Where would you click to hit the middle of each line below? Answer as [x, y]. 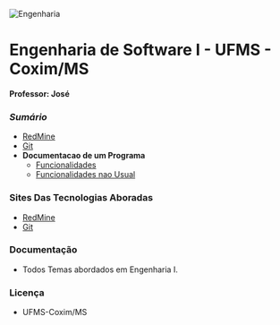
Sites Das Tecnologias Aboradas [81, 198]
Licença [27, 293]
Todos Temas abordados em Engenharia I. [100, 269]
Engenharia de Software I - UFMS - [140, 50]
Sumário [28, 116]
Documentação [43, 250]
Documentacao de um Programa [84, 156]
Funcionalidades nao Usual [85, 175]
